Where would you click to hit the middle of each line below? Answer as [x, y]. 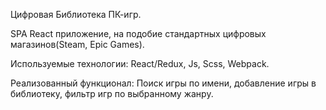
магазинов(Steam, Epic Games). [77, 44]
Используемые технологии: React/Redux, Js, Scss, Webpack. [140, 63]
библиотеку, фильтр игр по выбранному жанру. [112, 93]
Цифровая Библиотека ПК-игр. [76, 14]
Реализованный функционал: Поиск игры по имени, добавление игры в [163, 83]
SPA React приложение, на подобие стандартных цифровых [138, 33]
